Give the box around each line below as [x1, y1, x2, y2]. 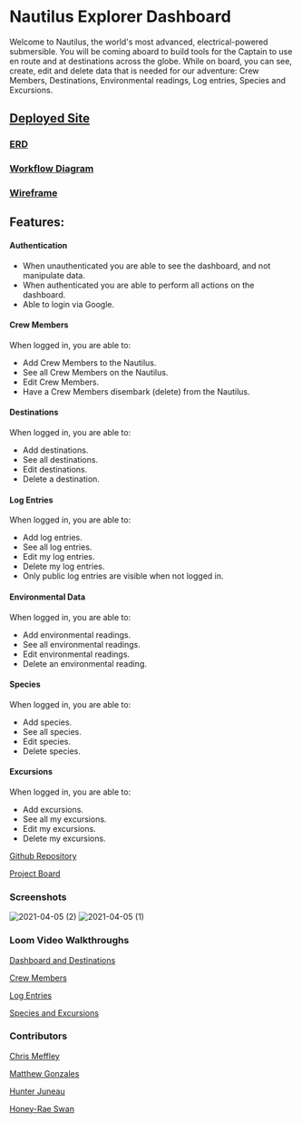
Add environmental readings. [22, 629, 132, 640]
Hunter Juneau [9, 1086, 65, 1097]
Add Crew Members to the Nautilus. [22, 356, 157, 368]
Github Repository [9, 850, 77, 861]
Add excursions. [22, 804, 84, 815]
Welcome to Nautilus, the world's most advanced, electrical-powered [9, 36, 268, 47]
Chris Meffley [9, 1050, 61, 1061]
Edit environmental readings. [22, 649, 130, 659]
